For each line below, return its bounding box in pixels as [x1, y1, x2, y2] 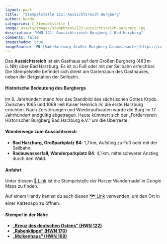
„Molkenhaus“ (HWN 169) [12, 233, 67, 239]
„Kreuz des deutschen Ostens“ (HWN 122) [12, 223, 102, 229]
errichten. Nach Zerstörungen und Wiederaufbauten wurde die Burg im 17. [5, 106, 157, 112]
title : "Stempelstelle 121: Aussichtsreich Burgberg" [5, 12, 121, 17]
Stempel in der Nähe [5, 212, 48, 218]
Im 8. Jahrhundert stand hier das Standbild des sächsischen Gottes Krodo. [5, 96, 158, 102]
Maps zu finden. [5, 183, 39, 189]
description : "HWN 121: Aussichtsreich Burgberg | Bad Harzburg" [5, 30, 143, 35]
